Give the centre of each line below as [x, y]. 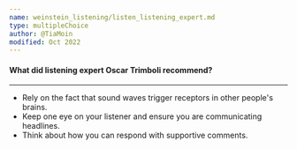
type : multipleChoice [49, 26]
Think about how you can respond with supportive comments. [135, 135]
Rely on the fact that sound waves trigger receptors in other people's [148, 98]
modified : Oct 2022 [45, 42]
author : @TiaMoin [41, 34]
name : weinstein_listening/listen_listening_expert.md [112, 17]
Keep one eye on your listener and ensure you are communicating [142, 116]
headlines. [41, 126]
